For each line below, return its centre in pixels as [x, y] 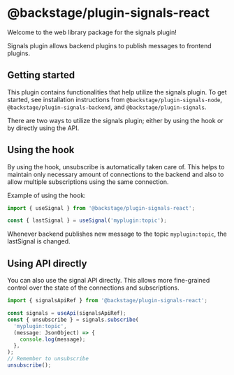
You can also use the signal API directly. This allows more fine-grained [109, 281]
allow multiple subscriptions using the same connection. [88, 182]
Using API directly [47, 263]
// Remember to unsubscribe [48, 359]
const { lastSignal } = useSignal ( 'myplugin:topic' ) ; [87, 221]
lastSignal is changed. [39, 241]
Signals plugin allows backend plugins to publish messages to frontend [109, 45]
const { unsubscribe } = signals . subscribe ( [73, 320]
